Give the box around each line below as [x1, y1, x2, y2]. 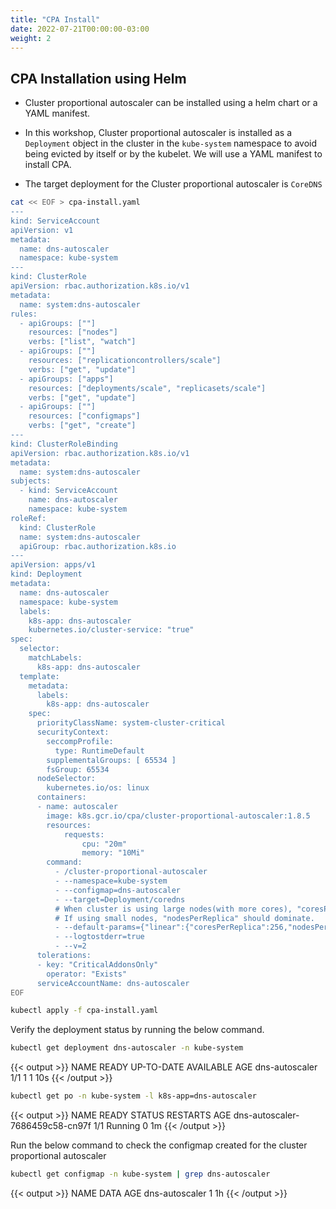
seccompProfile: [46, 736, 114, 746]
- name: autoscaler [36, 802, 118, 812]
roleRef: [10, 513, 47, 523]
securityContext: [36, 727, 110, 738]
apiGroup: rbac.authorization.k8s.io [19, 541, 177, 551]
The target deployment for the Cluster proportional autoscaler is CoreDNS [24, 178, 323, 190]
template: [19, 671, 60, 681]
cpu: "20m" [81, 839, 128, 849]
